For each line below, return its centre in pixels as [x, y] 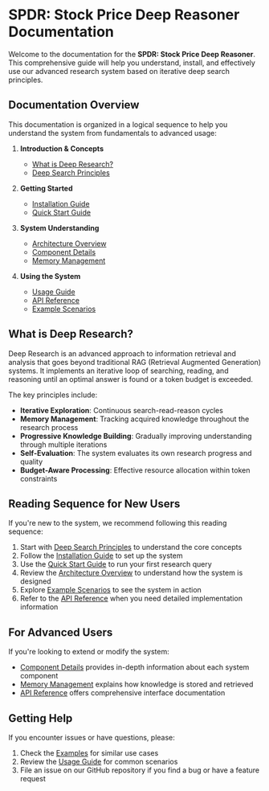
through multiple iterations [63, 445]
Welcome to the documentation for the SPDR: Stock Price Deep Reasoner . [132, 54]
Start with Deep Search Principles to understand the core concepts [131, 547]
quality [31, 461]
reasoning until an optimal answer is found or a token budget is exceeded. [131, 379]
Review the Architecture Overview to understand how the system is [131, 573]
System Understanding [59, 227]
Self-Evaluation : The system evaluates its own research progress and [136, 453]
